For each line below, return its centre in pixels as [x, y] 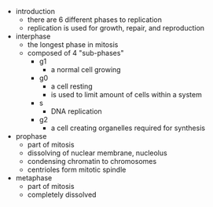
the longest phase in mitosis [73, 45]
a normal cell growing [86, 69]
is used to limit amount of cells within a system [126, 94]
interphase [33, 36]
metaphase [34, 178]
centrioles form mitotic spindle [77, 169]
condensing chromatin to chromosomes [92, 161]
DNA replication [76, 111]
